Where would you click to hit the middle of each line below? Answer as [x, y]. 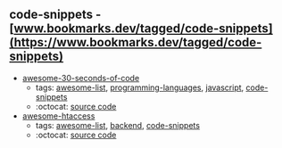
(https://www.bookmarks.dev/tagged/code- [136, 42]
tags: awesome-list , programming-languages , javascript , [140, 87]
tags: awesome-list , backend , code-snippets [118, 125]
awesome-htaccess [58, 116]
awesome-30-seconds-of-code [81, 78]
